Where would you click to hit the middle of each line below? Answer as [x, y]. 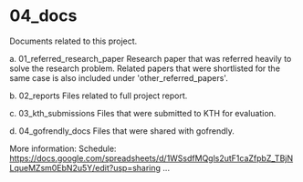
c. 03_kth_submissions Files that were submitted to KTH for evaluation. [143, 113]
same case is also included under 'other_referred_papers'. [119, 77]
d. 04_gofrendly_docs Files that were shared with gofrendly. [122, 131]
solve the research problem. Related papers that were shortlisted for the [145, 68]
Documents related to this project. [73, 41]
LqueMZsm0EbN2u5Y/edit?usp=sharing [85, 167]
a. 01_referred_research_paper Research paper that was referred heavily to [151, 58]
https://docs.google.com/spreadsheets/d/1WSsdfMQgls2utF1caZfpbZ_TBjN [151, 158]
